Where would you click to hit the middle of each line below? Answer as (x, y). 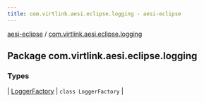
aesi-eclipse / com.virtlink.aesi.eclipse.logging (75, 34)
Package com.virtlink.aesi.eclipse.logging (102, 56)
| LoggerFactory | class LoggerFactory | (65, 91)
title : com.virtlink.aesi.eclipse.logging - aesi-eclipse (94, 14)
